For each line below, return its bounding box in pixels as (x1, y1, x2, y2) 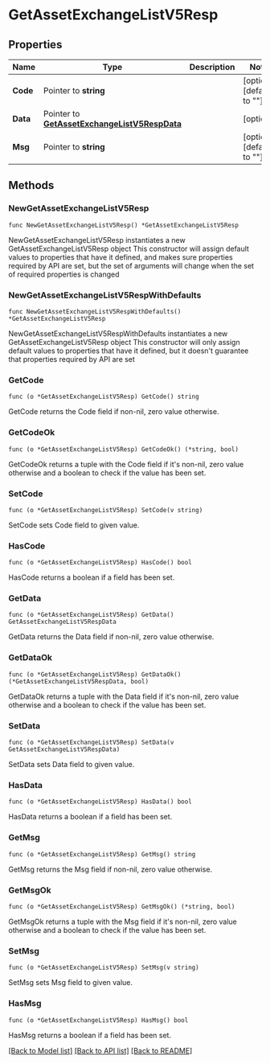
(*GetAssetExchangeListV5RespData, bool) (8, 677, 149, 685)
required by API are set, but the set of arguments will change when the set (8, 261, 255, 270)
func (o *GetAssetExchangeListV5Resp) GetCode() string (8, 392, 199, 401)
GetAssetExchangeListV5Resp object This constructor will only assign (8, 337, 240, 347)
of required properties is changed (8, 269, 120, 279)
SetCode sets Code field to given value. (8, 520, 140, 530)
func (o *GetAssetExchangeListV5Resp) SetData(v (8, 738, 174, 747)
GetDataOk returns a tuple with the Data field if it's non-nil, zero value (8, 692, 239, 701)
